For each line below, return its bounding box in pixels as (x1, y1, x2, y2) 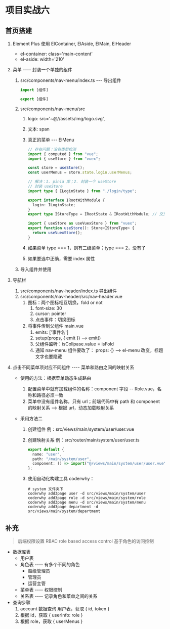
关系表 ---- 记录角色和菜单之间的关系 (20, 593, 98, 599)
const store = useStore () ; (27, 165, 85, 170)
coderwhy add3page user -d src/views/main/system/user (27, 491, 146, 496)
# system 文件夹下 (27, 486, 64, 492)
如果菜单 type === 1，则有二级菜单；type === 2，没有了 (27, 245, 146, 251)
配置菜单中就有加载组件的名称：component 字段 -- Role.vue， (27, 385, 158, 392)
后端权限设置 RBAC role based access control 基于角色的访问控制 (17, 538, 154, 544)
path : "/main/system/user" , (32, 456, 92, 462)
